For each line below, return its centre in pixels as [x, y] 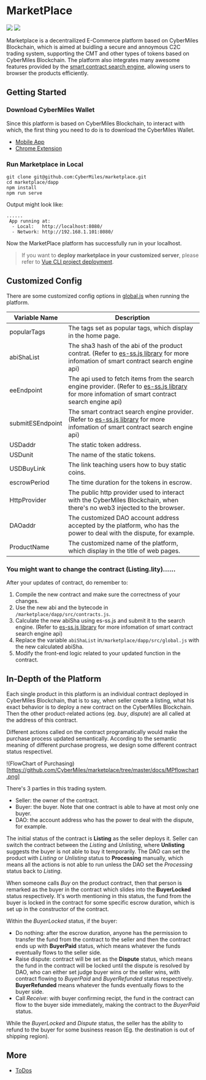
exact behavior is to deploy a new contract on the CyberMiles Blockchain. [99, 707]
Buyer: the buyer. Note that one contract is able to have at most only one [107, 806]
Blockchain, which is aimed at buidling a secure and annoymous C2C [93, 47]
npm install [21, 187]
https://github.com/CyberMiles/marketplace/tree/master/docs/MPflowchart [104, 770]
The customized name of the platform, [123, 543]
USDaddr [23, 444]
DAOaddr [23, 525]
